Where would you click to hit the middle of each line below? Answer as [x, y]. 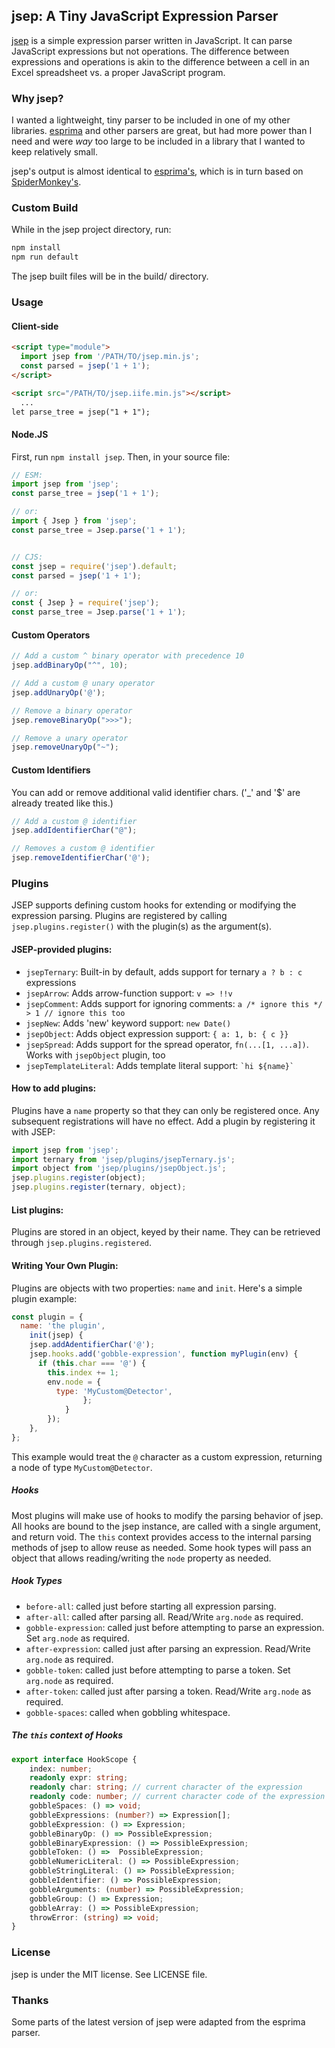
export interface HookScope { [74, 1759]
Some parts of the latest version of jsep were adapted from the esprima [158, 2021]
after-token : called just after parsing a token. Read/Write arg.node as [168, 1691]
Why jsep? [37, 98]
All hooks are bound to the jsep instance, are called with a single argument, [166, 1526]
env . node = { [74, 1382]
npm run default [45, 257]
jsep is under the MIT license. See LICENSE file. [109, 1974]
